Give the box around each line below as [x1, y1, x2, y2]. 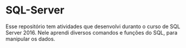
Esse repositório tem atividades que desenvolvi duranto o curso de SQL [5, 23, 181, 30]
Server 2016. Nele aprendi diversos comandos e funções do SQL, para [5, 29, 178, 36]
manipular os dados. [5, 35, 56, 42]
